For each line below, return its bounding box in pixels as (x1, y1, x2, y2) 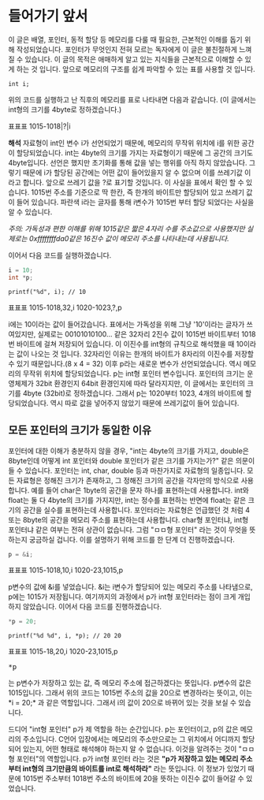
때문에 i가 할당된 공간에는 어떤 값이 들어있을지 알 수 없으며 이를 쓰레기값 (22, 167, 243, 177)
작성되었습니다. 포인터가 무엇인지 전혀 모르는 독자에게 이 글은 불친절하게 (16, 44, 238, 54)
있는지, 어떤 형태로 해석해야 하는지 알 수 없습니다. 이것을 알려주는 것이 (22, 744, 237, 753)
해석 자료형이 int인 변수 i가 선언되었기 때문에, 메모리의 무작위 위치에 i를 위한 (8, 138, 240, 147)
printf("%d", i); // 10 (8, 288, 87, 296)
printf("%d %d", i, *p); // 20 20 (8, 632, 122, 640)
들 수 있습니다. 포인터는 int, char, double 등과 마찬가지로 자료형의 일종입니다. (8, 466, 246, 475)
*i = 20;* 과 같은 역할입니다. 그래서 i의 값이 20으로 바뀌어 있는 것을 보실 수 (8, 698, 237, 708)
